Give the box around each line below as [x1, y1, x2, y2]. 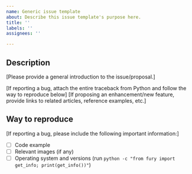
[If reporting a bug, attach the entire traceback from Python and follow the [6, 84, 187, 91]
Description [6, 57, 50, 68]
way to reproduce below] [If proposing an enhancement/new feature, [6, 91, 175, 98]
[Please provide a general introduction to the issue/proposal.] [6, 73, 155, 80]
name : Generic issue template [6, 8, 81, 15]
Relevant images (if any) [14, 148, 74, 155]
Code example [14, 141, 50, 148]
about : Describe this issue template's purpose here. [6, 14, 142, 20]
